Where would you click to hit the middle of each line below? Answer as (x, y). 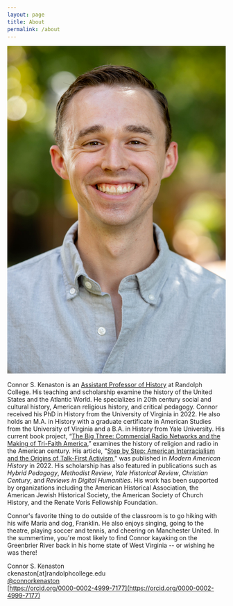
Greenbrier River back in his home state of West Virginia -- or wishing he (111, 545)
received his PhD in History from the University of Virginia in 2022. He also (114, 414)
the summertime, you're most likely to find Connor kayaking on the (102, 538)
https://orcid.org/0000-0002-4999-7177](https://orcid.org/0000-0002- (112, 588)
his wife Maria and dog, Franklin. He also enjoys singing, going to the (106, 524)
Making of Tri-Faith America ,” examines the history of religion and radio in (113, 444)
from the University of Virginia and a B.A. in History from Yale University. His (116, 429)
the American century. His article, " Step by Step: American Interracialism (111, 451)
